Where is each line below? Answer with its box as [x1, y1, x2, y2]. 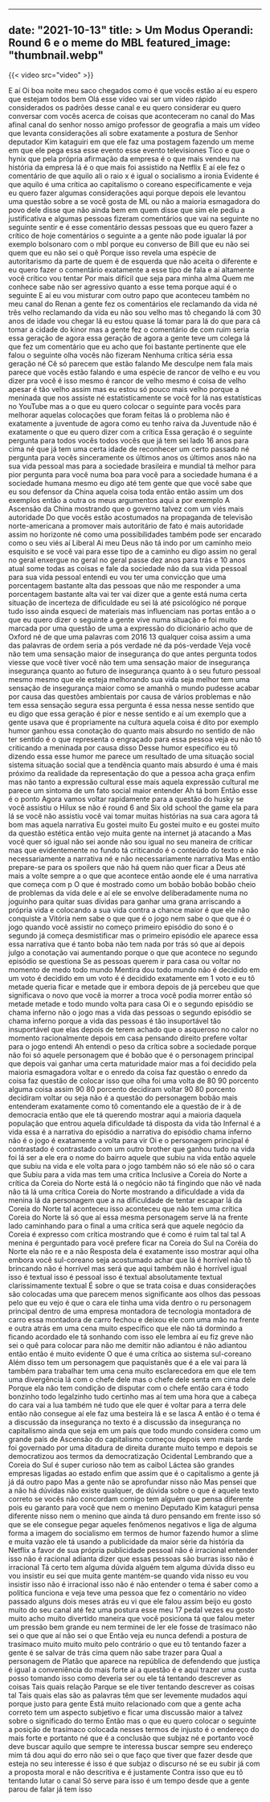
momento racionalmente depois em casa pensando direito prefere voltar [8, 1033, 247, 1043]
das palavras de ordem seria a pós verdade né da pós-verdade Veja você [8, 640, 252, 650]
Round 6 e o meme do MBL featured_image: [8, 36, 231, 50]
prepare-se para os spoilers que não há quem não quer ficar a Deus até [8, 862, 247, 872]
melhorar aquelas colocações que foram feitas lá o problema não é [8, 410, 231, 419]
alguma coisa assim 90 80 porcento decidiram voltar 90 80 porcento [8, 1084, 236, 1093]
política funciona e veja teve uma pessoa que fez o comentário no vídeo [8, 1587, 247, 1597]
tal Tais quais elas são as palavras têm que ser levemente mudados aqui [8, 1690, 247, 1700]
